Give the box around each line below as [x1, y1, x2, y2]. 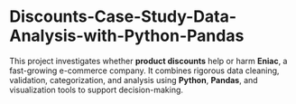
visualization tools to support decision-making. [9, 84, 183, 95]
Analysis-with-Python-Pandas [9, 25, 245, 46]
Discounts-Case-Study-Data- [9, 6, 237, 27]
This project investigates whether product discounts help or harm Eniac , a [9, 55, 288, 66]
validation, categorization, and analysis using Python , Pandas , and [9, 74, 259, 85]
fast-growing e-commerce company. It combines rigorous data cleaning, [9, 65, 280, 76]
